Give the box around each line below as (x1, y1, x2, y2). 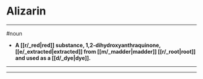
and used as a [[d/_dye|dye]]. (14, 54, 91, 62)
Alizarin (6, 4, 47, 18)
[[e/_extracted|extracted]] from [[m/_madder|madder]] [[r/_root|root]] (14, 48, 196, 55)
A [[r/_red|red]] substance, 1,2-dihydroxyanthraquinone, (14, 41, 161, 49)
